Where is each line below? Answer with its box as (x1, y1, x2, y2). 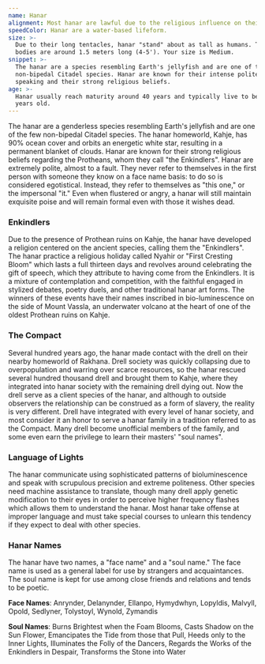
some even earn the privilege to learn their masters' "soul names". (8, 432, 223, 441)
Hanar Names (8, 539, 62, 550)
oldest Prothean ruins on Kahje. (8, 310, 110, 320)
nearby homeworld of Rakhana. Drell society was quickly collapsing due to (8, 357, 251, 366)
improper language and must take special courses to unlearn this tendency (8, 511, 252, 522)
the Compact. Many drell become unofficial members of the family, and (8, 424, 240, 433)
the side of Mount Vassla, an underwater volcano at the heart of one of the (8, 302, 251, 311)
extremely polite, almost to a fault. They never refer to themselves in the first (8, 164, 257, 173)
